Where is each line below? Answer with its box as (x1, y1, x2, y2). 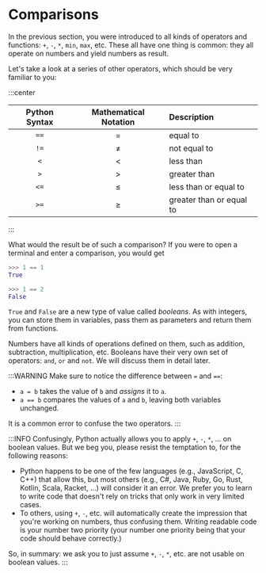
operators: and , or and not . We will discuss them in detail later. (8, 356, 211, 365)
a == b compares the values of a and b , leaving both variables (19, 395, 222, 405)
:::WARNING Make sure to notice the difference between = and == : (8, 371, 223, 381)
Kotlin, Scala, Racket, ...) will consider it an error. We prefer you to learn (19, 483, 253, 493)
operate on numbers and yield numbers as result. (8, 48, 169, 58)
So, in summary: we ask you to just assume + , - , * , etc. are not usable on (8, 549, 245, 559)
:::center (8, 87, 36, 97)
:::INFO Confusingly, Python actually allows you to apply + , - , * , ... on (8, 434, 232, 444)
